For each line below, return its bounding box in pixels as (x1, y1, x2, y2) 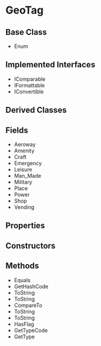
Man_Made (14, 172, 42, 179)
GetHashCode (14, 283, 49, 290)
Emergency (14, 160, 42, 167)
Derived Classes (5, 105, 67, 115)
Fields (5, 125, 29, 135)
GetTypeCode (14, 327, 48, 334)
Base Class (5, 27, 48, 37)
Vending (14, 204, 35, 211)
